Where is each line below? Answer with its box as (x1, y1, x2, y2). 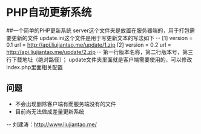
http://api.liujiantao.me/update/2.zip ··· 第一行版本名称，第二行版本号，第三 (6, 48, 194, 55)
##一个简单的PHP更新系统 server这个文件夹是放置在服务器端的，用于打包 (6, 27, 190, 34)
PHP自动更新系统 (6, 5, 92, 19)
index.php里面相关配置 (6, 63, 64, 70)
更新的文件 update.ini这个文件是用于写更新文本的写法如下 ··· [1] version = (11, 34, 193, 41)
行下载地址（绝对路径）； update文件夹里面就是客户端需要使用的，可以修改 (6, 56, 193, 63)
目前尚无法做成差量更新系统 (15, 107, 85, 115)
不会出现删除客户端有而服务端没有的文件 (15, 100, 116, 107)
